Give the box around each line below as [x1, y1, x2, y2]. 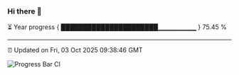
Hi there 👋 [7, 6, 43, 16]
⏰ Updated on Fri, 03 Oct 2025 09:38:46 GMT [7, 46, 144, 54]
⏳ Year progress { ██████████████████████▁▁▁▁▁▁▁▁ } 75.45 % [7, 23, 228, 31]
